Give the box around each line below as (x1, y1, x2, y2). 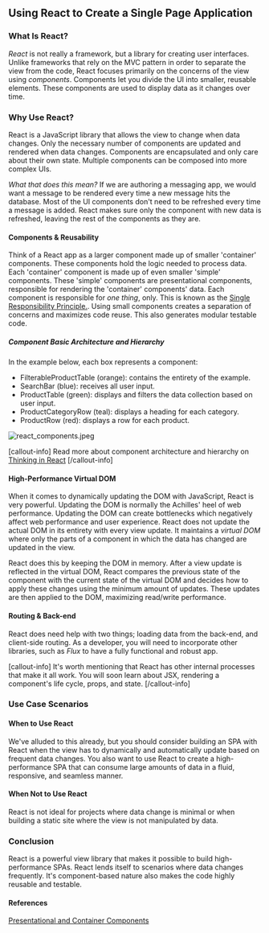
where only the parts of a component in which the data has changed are (8, 534, 247, 544)
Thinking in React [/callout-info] (8, 455, 114, 465)
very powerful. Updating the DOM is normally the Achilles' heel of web (8, 500, 242, 510)
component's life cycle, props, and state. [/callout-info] (8, 679, 191, 688)
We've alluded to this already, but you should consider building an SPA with (8, 736, 258, 746)
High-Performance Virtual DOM (8, 474, 116, 483)
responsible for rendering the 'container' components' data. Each (8, 285, 225, 294)
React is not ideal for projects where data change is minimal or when (8, 807, 235, 816)
